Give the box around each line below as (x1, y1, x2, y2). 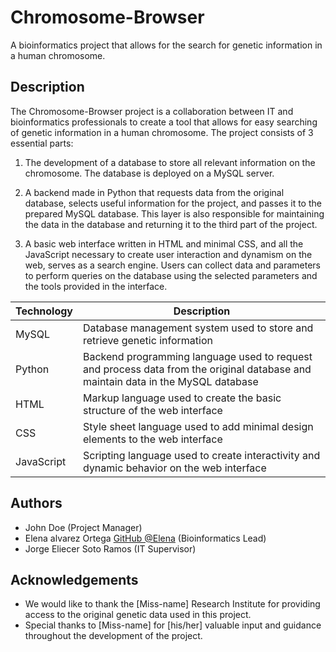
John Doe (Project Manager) (24, 521, 143, 533)
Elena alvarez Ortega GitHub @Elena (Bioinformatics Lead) (24, 532, 267, 544)
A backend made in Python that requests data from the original (24, 186, 285, 198)
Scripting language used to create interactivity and (83, 448, 321, 462)
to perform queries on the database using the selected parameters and (24, 269, 318, 281)
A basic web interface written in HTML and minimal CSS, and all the (24, 237, 304, 250)
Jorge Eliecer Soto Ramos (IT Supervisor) (24, 542, 197, 555)
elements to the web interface (83, 432, 223, 446)
